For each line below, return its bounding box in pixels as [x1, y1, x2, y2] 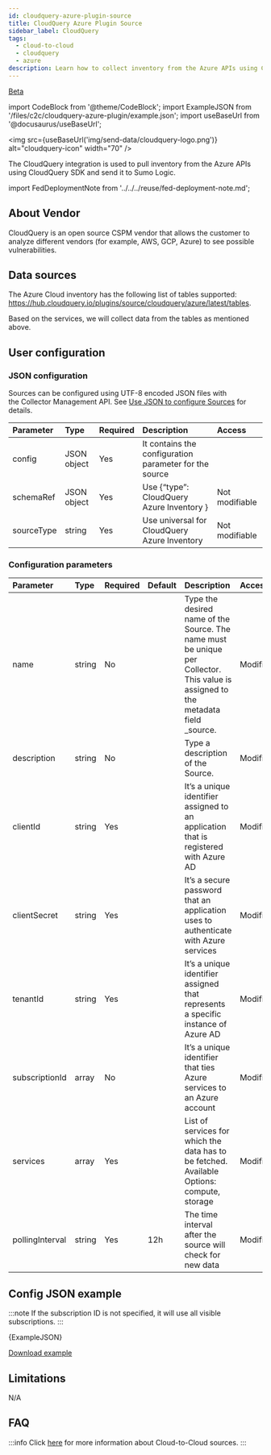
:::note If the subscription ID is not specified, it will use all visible [8, 1308, 222, 1318]
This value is [184, 674, 232, 685]
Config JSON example [8, 1287, 123, 1300]
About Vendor [8, 206, 81, 220]
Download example [8, 1348, 73, 1358]
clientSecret [12, 910, 58, 921]
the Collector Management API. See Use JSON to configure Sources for [8, 397, 247, 407]
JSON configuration [8, 370, 89, 381]
